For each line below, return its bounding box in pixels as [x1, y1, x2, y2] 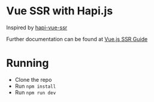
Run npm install [14, 82, 56, 89]
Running [6, 57, 49, 70]
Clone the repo [14, 76, 52, 83]
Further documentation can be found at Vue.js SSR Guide [6, 35, 148, 42]
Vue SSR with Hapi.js [6, 4, 113, 18]
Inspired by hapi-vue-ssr [6, 24, 68, 31]
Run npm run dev [14, 88, 56, 96]
